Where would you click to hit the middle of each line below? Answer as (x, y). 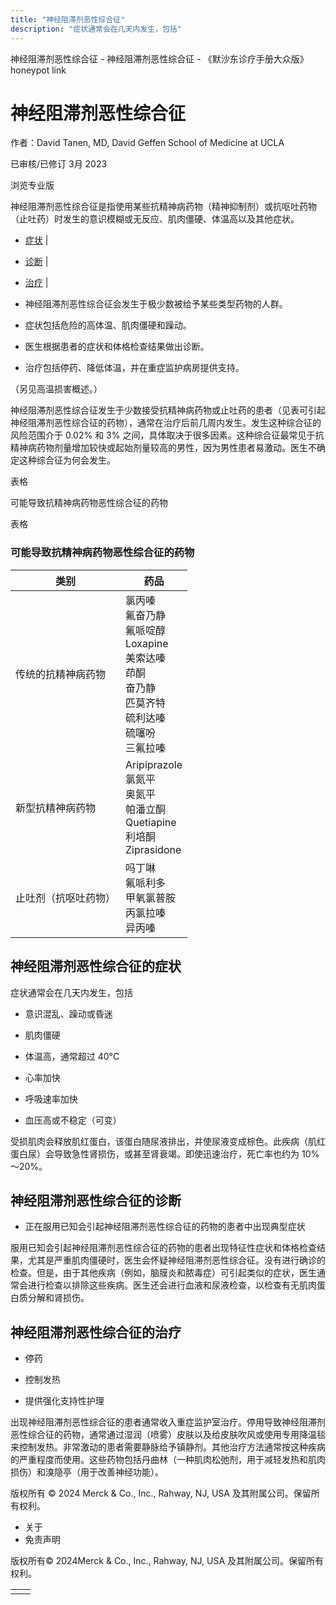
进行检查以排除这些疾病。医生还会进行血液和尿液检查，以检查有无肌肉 (172, 1285)
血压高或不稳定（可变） (73, 1120)
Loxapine (147, 643)
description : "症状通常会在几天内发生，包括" (96, 29)
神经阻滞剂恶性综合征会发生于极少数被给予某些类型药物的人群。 (156, 304)
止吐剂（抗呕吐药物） (66, 898)
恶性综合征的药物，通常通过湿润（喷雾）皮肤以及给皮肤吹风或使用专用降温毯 (168, 1435)
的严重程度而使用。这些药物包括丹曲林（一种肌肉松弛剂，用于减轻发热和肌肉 (168, 1460)
